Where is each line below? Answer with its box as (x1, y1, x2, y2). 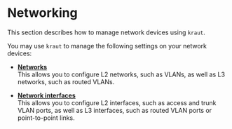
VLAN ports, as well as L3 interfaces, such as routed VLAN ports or (17, 106, 212, 114)
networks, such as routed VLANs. (17, 77, 115, 86)
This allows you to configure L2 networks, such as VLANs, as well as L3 (17, 70, 226, 79)
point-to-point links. (17, 114, 75, 122)
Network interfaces (17, 91, 76, 100)
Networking (7, 5, 79, 21)
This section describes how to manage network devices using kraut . (7, 28, 205, 36)
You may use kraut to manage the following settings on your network (7, 41, 207, 50)
